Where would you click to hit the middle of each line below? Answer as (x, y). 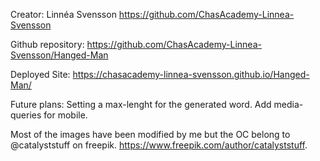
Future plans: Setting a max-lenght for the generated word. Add (141, 104)
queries (26, 115)
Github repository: (47, 44)
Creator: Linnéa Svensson (63, 14)
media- (288, 104)
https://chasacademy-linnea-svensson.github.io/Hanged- (191, 74)
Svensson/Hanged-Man (59, 55)
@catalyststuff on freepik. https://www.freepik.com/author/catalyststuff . (159, 145)
